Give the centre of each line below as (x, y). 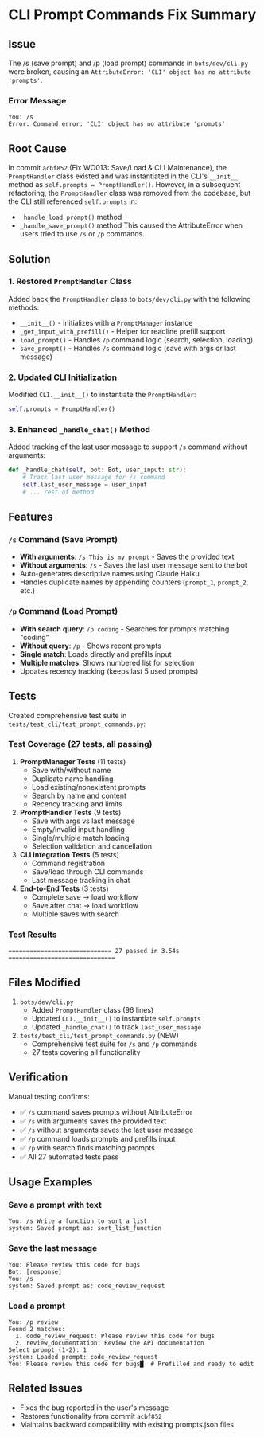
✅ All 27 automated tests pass (69, 1157)
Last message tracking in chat (81, 880)
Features (31, 517)
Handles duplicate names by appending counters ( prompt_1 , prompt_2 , (134, 582)
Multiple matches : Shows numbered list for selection (107, 662)
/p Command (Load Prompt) (63, 611)
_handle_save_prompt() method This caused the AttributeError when (131, 225)
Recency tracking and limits (77, 804)
